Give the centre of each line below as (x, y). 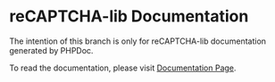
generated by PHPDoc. (51, 50)
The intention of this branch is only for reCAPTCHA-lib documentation (137, 41)
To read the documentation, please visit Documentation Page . (123, 68)
